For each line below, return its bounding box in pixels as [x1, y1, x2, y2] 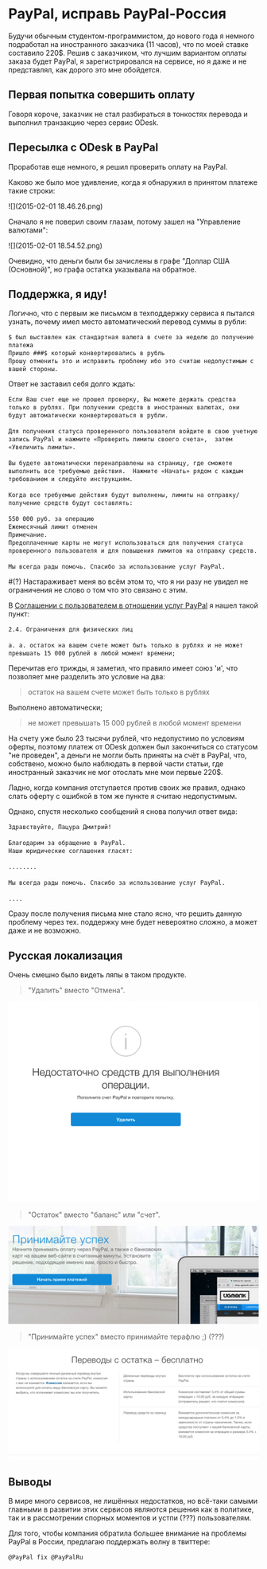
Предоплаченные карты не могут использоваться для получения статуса [8, 539, 244, 547]
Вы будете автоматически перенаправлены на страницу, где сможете [8, 460, 233, 468]
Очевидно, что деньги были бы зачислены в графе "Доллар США [8, 256, 230, 265]
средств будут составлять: [43, 499, 133, 507]
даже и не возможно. [8, 925, 82, 936]
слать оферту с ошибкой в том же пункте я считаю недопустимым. [8, 792, 238, 801]
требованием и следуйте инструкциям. [8, 475, 133, 483]
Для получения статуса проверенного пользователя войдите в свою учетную [8, 428, 258, 436]
